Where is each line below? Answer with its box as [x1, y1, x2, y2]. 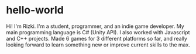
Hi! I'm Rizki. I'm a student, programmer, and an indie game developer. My [6, 23, 184, 30]
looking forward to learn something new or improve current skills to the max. [6, 41, 190, 48]
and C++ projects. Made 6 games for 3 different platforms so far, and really [6, 35, 187, 42]
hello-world [6, 3, 64, 17]
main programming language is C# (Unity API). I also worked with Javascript [6, 28, 190, 35]
